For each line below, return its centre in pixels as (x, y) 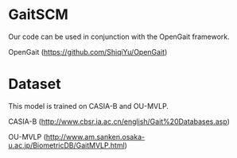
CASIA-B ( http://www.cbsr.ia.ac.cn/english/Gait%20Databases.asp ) (119, 121)
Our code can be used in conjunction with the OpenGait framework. (119, 37)
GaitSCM (39, 15)
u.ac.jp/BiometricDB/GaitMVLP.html (66, 145)
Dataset (35, 84)
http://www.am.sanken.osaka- (95, 137)
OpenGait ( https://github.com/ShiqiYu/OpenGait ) (88, 52)
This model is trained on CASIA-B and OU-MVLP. (89, 106)
